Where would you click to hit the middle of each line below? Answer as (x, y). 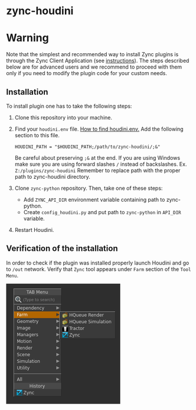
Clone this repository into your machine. (63, 117)
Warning (27, 38)
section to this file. (37, 135)
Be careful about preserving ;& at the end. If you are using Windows (97, 157)
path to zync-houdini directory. (52, 176)
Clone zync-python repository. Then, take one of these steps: (89, 188)
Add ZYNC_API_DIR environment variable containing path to (94, 199)
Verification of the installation (62, 249)
